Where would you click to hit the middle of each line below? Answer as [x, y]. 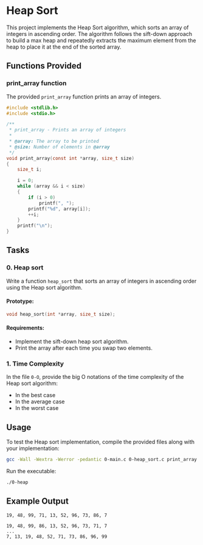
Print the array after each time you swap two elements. [84, 348]
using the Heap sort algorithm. [44, 287]
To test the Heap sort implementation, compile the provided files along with [101, 442]
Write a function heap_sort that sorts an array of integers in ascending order [101, 281]
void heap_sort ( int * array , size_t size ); [61, 314]
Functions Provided [44, 66]
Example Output [37, 502]
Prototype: [20, 301]
